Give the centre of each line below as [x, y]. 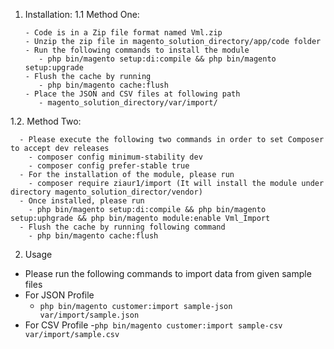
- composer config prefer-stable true [109, 166]
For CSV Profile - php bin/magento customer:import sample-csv [153, 325]
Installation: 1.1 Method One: [82, 14]
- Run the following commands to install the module [137, 50]
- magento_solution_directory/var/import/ [128, 103]
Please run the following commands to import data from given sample [168, 273]
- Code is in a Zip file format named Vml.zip [123, 33]
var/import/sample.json [89, 315]
